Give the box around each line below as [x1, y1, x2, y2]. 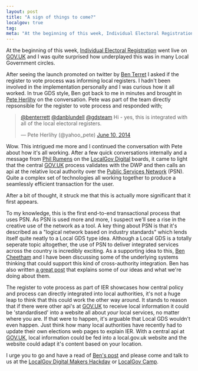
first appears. [6, 198, 39, 206]
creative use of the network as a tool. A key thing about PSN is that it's [6, 222, 177, 229]
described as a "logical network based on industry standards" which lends [6, 229, 187, 236]
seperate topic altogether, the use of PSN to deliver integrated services [6, 241, 179, 248]
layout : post [6, 8, 38, 15]
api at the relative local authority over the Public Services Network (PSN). [6, 168, 184, 175]
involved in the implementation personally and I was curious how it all [6, 83, 175, 90]
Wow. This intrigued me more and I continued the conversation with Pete [6, 143, 183, 150]
